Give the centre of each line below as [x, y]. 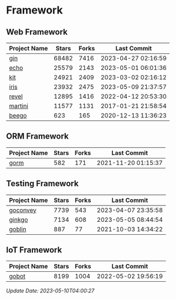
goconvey [23, 210]
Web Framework [37, 32]
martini [19, 106]
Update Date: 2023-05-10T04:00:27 [50, 291]
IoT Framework [34, 250]
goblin [18, 229]
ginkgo [19, 220]
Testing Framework [42, 183]
